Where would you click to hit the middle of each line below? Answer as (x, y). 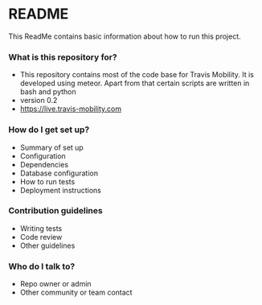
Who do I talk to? (42, 266)
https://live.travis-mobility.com (71, 109)
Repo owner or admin (55, 284)
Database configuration (59, 173)
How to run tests (47, 181)
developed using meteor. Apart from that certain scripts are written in (135, 83)
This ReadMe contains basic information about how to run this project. (125, 36)
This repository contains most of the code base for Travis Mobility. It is (137, 75)
